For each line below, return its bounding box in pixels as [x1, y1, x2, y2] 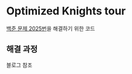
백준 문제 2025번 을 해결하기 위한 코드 [6, 25, 96, 32]
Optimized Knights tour [6, 4, 126, 18]
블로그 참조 [6, 61, 33, 69]
